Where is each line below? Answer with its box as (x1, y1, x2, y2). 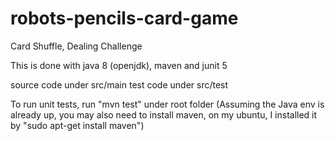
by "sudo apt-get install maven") (10, 119, 145, 131)
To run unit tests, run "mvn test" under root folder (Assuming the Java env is (10, 98, 325, 110)
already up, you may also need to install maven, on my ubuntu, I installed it (10, 108, 318, 121)
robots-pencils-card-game (10, 7, 239, 30)
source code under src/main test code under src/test (10, 78, 229, 91)
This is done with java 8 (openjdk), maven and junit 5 (10, 59, 228, 71)
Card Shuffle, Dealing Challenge (10, 40, 143, 52)
